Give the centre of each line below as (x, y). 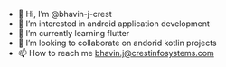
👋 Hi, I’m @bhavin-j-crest (65, 14)
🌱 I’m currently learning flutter (74, 33)
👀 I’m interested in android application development (114, 24)
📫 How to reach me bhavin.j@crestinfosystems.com (116, 53)
